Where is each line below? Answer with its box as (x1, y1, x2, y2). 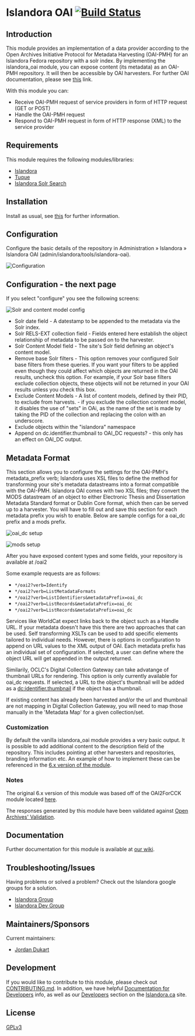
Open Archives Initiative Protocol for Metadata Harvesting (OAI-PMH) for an (6, 51, 188, 58)
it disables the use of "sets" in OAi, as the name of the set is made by (14, 405, 181, 412)
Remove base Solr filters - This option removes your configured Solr (14, 355, 179, 362)
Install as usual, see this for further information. (6, 212, 120, 219)
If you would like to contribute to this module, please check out (6, 979, 158, 986)
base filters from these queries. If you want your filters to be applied (14, 361, 179, 369)
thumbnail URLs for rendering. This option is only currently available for (6, 673, 178, 680)
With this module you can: (6, 87, 69, 94)
